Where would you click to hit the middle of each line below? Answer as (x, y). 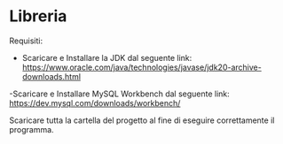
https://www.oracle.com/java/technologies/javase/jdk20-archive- (141, 67)
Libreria (38, 16)
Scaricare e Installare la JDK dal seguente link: (107, 57)
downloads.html (51, 76)
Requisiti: (26, 41)
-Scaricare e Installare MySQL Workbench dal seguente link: (120, 94)
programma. (32, 129)
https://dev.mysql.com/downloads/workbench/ (95, 102)
